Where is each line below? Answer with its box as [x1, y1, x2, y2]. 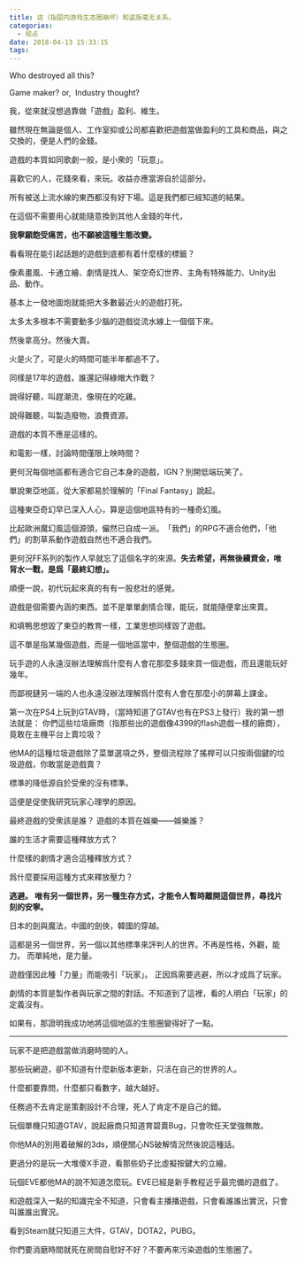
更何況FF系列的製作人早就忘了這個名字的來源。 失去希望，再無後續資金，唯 [9, 553, 282, 563]
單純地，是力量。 [34, 950, 97, 961]
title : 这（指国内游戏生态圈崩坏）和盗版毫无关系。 [9, 12, 175, 22]
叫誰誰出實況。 [9, 1206, 64, 1218]
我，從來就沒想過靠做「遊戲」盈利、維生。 [9, 105, 164, 116]
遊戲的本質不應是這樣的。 [9, 429, 103, 439]
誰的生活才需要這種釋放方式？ [9, 834, 118, 845]
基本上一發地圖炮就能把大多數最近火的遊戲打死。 [9, 298, 187, 308]
